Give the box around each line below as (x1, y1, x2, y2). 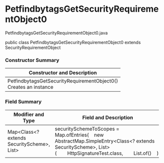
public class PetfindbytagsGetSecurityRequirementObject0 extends (5, 39, 141, 45)
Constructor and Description (28, 69, 97, 76)
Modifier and (13, 111, 44, 118)
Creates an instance (7, 84, 54, 91)
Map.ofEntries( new (55, 131, 104, 138)
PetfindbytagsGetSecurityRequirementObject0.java (5, 30, 108, 36)
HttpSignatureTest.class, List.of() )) (67, 150, 161, 157)
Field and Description (82, 114, 133, 121)
